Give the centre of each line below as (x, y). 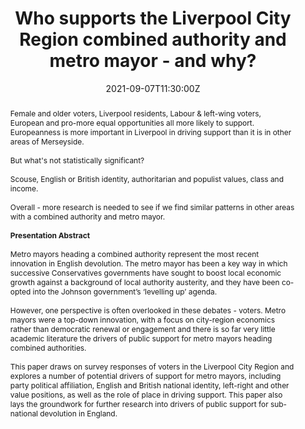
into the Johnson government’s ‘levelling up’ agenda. (125, 291)
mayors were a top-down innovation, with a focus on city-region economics (142, 319)
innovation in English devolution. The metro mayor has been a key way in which (148, 263)
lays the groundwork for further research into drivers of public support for (139, 403)
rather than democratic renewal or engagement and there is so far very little (142, 328)
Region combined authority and (153, 39)
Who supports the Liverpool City (153, 18)
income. (24, 188)
